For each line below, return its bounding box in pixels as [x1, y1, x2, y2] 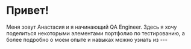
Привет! [6, 4, 49, 17]
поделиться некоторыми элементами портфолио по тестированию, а [6, 29, 186, 36]
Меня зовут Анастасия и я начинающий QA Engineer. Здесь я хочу [6, 23, 177, 30]
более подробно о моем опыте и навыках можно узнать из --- [6, 36, 168, 43]
